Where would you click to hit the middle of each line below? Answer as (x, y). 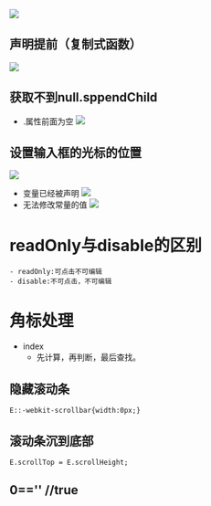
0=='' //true (44, 490)
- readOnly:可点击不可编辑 (56, 272)
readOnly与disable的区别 (106, 245)
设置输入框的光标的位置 (75, 153)
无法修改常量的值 (55, 205)
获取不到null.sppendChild (84, 97)
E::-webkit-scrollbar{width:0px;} (75, 411)
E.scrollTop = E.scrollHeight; (69, 462)
